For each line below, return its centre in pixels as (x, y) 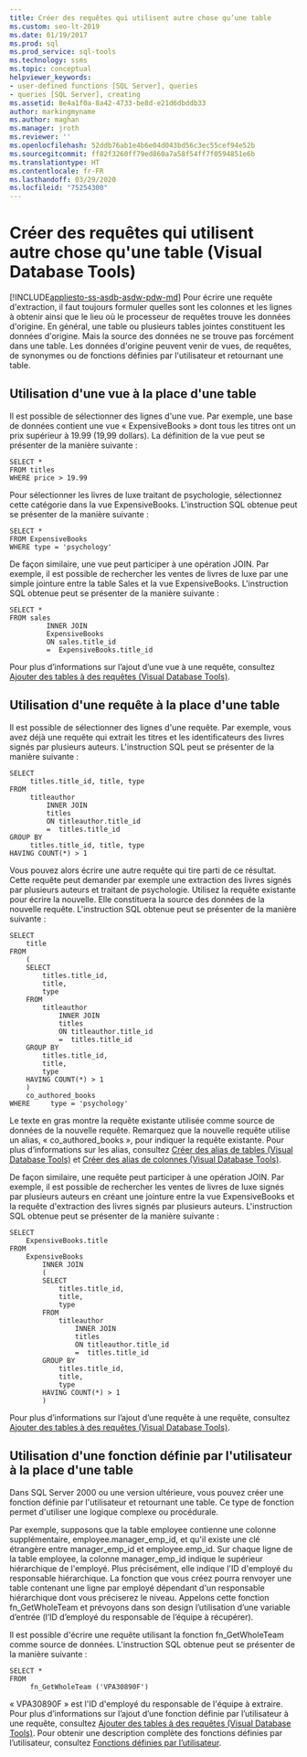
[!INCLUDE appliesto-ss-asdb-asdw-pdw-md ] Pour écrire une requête (141, 297)
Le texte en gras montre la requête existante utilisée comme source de (143, 1120)
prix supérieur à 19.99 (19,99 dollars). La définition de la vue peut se (138, 435)
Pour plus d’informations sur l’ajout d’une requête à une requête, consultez (150, 1417)
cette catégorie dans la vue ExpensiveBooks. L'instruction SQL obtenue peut (153, 505)
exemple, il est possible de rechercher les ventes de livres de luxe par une (149, 573)
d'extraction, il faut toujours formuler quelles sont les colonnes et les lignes (151, 307)
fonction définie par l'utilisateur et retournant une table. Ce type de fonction (152, 1502)
